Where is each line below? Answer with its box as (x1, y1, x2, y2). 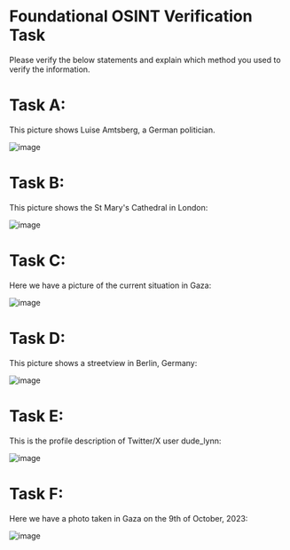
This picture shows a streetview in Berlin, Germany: (9, 357, 198, 368)
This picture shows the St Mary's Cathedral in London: (9, 202, 208, 212)
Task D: (9, 328, 67, 348)
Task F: (9, 483, 64, 504)
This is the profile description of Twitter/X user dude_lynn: (9, 435, 222, 446)
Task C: (9, 251, 67, 270)
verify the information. (9, 64, 90, 75)
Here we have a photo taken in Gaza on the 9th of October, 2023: (9, 513, 248, 523)
